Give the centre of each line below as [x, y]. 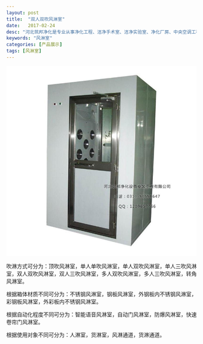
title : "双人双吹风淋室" [36, 19]
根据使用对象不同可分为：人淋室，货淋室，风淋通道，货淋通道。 [85, 334]
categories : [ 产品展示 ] [34, 45]
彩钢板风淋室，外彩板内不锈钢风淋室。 [54, 301]
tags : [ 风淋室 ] [24, 51]
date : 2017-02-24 [31, 25]
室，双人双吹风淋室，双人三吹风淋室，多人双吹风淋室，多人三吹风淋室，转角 [101, 273]
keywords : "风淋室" [29, 38]
